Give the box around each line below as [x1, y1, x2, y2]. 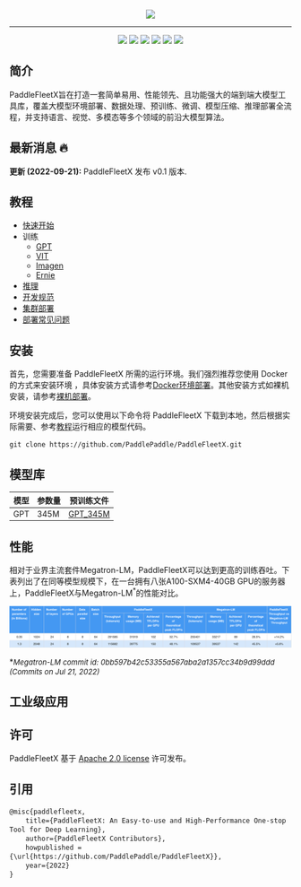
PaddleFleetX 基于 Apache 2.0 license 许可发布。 [9, 752, 191, 763]
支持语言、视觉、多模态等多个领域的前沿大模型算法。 [32, 111, 229, 122]
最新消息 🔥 [9, 141, 69, 156]
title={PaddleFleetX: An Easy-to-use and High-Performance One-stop [25, 816, 287, 825]
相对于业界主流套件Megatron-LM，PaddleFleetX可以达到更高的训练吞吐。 [9, 565, 282, 576]
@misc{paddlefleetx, [9, 807, 87, 816]
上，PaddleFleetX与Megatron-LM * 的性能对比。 [9, 586, 184, 598]
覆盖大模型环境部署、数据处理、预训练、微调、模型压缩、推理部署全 [32, 100, 284, 111]
